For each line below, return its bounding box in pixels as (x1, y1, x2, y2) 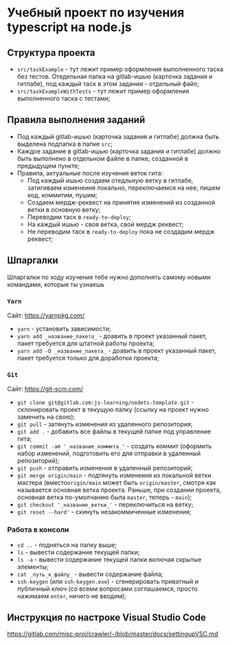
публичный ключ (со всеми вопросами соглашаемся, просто (16, 584, 198, 593)
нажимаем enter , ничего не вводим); (16, 591, 127, 600)
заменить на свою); (16, 413, 76, 421)
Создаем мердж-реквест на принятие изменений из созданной (27, 198, 216, 206)
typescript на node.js (7, 19, 132, 35)
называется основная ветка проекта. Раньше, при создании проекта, (16, 486, 222, 494)
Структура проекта (7, 47, 95, 58)
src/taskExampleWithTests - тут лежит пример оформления (16, 87, 189, 95)
